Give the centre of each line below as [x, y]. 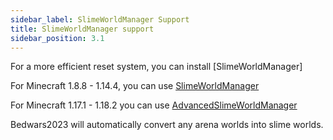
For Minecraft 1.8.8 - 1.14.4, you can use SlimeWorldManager [135, 86]
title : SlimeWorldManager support [82, 29]
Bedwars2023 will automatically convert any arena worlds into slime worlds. [167, 125]
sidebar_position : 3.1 [57, 38]
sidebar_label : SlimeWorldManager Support [100, 19]
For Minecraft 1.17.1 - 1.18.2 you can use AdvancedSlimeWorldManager [154, 105]
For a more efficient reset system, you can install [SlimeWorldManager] [156, 67]
